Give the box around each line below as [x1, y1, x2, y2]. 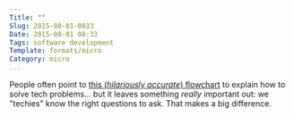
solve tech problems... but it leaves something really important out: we [9, 88, 269, 99]
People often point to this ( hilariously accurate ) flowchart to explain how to [9, 80, 286, 89]
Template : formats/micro [9, 46, 102, 55]
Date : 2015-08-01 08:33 [9, 29, 99, 38]
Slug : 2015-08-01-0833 [9, 21, 94, 30]
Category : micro [9, 55, 70, 63]
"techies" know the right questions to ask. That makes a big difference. [9, 98, 272, 108]
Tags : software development [9, 38, 115, 47]
